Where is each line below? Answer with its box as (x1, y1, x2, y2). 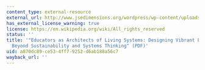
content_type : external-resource (6, 9, 92, 15)
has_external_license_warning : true (6, 20, 99, 26)
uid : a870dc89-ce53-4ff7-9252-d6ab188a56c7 (6, 49, 119, 55)
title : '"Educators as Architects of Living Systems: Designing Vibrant (6, 37, 195, 43)
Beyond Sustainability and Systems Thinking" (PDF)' (12, 43, 149, 49)
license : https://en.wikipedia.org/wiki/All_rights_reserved (6, 26, 165, 32)
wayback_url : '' (6, 54, 48, 60)
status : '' (6, 32, 34, 38)
